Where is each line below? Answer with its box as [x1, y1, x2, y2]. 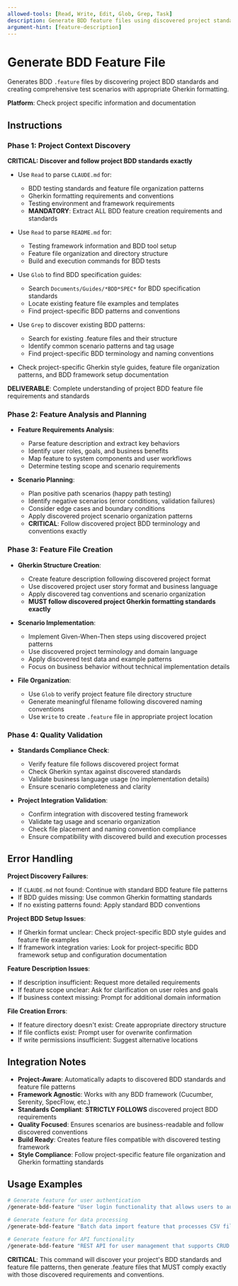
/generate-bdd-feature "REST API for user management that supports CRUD [7, 1242, 230, 1249]
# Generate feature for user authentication [7, 1197, 141, 1205]
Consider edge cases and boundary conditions [28, 504, 166, 513]
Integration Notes [7, 1056, 86, 1068]
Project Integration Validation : [17, 796, 108, 804]
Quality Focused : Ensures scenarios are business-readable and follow [17, 1120, 224, 1129]
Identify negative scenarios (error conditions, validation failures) [28, 497, 215, 505]
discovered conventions [17, 1127, 89, 1136]
